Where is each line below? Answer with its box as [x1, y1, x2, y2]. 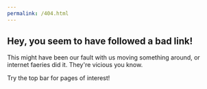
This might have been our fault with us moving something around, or [7, 53, 200, 62]
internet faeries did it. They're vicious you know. [7, 61, 143, 69]
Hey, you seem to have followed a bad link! [7, 36, 193, 47]
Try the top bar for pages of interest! [7, 74, 110, 82]
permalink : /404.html [7, 10, 69, 17]
